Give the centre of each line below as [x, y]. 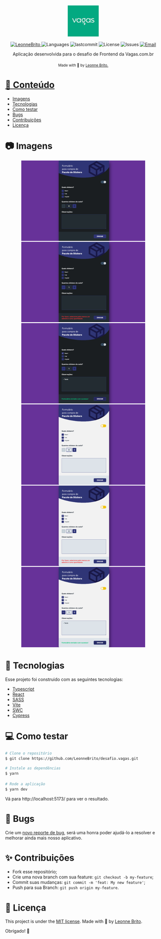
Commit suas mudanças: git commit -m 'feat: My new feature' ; [79, 882]
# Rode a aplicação [25, 784]
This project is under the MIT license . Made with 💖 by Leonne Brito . [74, 922]
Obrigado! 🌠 [17, 931]
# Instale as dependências [33, 768]
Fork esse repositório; [35, 872]
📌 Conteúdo [30, 85]
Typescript [23, 689]
